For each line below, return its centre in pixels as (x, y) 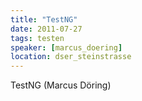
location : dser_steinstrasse (71, 57)
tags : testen (37, 38)
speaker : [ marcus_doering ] (66, 47)
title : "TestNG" (44, 19)
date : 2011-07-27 (46, 29)
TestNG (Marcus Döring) (61, 85)
